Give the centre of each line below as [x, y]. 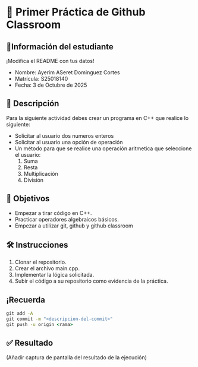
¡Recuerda [26, 300]
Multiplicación [41, 173]
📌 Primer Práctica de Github [76, 12]
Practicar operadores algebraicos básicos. [67, 219]
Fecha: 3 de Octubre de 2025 [51, 85]
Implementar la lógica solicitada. [54, 275]
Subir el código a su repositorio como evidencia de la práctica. [91, 281]
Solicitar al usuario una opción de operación [69, 142]
